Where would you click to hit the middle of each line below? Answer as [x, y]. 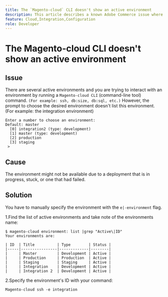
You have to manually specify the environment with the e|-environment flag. [84, 207]
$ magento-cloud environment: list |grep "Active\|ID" [64, 231]
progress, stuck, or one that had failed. [46, 180]
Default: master [22, 125]
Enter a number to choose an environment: [50, 120]
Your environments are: [30, 236]
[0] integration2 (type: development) [51, 129]
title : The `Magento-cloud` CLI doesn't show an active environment [78, 10]
